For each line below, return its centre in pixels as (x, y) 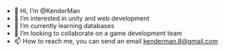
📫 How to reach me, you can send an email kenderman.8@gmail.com (116, 41)
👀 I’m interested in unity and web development (82, 18)
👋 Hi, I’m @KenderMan (47, 11)
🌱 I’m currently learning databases (64, 26)
